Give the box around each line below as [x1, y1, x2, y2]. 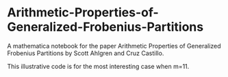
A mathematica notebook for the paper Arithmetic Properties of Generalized [7, 42, 221, 50]
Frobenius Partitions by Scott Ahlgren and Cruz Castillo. [7, 49, 164, 57]
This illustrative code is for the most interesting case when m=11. [7, 62, 190, 70]
